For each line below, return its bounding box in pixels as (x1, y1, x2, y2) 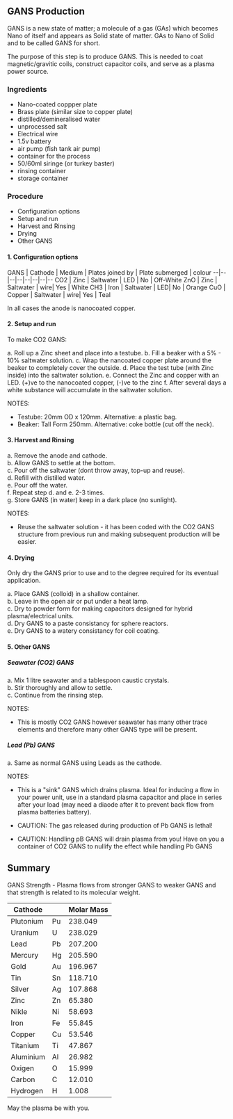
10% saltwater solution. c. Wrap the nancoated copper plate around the (7, 356, 212, 364)
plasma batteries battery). (17, 807, 92, 816)
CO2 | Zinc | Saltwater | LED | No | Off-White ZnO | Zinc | (54, 275, 218, 284)
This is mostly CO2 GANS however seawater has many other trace (17, 718, 208, 726)
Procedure (7, 191, 44, 201)
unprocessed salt (17, 122, 67, 131)
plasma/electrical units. (7, 612, 74, 620)
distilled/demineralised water (17, 115, 101, 124)
